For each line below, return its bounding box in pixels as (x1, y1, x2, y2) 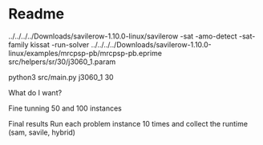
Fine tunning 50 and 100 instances (8, 103, 123, 113)
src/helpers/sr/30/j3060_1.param (8, 57, 116, 66)
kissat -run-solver (30, 39, 90, 49)
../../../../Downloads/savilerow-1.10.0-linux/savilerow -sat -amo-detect (8, 31, 238, 41)
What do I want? (8, 87, 63, 97)
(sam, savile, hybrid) (8, 127, 76, 137)
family (8, 39, 29, 49)
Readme (8, 5, 65, 23)
